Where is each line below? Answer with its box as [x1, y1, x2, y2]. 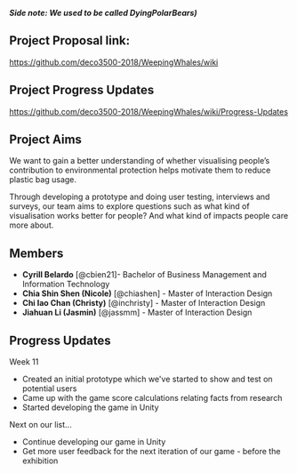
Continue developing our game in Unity [21, 437, 166, 447]
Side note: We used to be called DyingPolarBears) [9, 8, 197, 18]
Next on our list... [9, 420, 73, 430]
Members [9, 245, 64, 261]
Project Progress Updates [9, 83, 155, 98]
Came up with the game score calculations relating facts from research [21, 393, 283, 404]
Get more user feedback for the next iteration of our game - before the [21, 446, 281, 457]
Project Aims [9, 132, 83, 148]
